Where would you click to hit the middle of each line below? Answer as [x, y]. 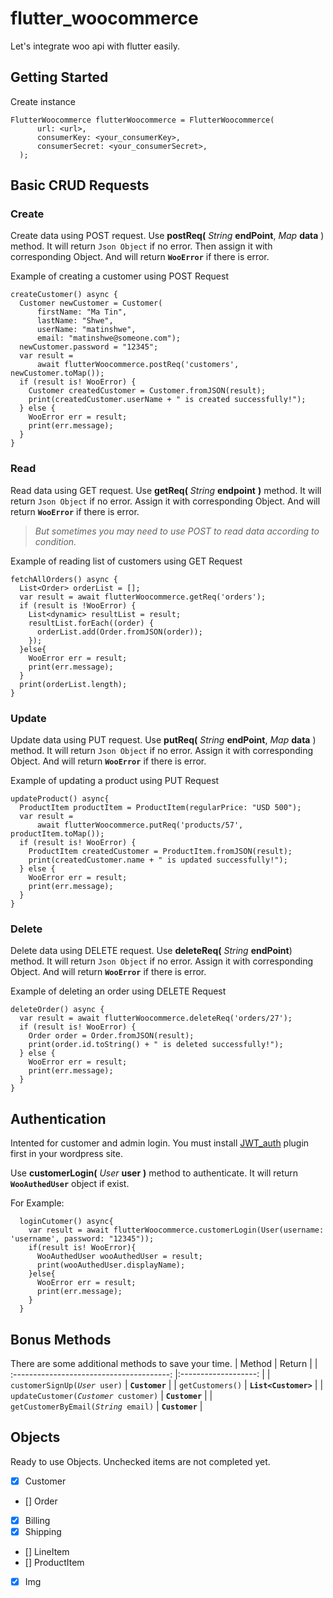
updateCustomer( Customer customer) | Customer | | [111, 1395]
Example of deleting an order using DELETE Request [118, 991]
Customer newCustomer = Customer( [91, 303]
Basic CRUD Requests [80, 185]
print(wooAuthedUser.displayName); [111, 1265]
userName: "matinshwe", [86, 330]
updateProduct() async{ [60, 799]
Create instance [43, 101]
